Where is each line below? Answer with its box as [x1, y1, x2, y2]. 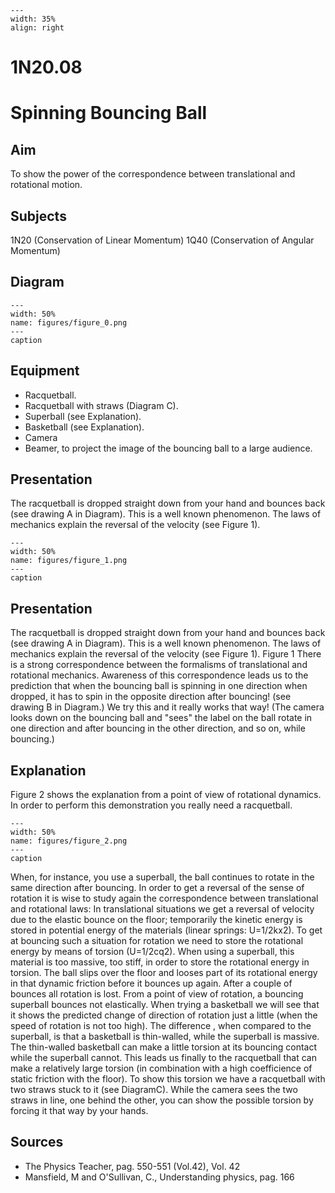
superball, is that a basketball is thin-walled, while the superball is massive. [10, 1031, 320, 1043]
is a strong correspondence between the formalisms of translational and [10, 659, 308, 671]
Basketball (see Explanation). [24, 421, 145, 433]
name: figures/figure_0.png [10, 317, 128, 328]
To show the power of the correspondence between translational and [10, 168, 296, 180]
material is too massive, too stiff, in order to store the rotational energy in [10, 956, 310, 968]
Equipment [10, 362, 80, 380]
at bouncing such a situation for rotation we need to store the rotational [10, 935, 304, 947]
